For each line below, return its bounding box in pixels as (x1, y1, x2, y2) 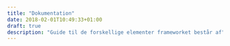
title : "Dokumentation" (7, 9, 75, 17)
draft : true (7, 22, 41, 29)
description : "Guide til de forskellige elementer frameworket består (7, 28, 213, 36)
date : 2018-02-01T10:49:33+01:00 (7, 16, 103, 23)
